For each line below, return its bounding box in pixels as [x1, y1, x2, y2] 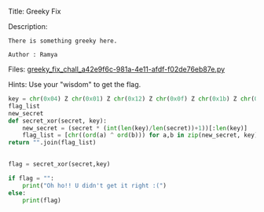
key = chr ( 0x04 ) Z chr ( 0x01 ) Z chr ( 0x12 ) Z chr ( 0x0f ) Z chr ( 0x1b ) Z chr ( [8, 95, 255, 103]
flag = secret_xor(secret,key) [8, 160, 111, 168]
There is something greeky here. [8, 37, 118, 45]
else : [8, 188, 26, 197]
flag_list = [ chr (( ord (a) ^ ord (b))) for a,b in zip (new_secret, [22, 131, 241, 140]
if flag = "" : [8, 174, 55, 182]
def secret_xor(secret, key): [8, 117, 108, 125]
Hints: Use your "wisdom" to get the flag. [8, 80, 141, 89]
